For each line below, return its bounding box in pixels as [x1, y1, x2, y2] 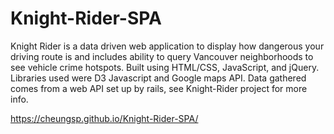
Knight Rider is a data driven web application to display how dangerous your [10, 40, 325, 52]
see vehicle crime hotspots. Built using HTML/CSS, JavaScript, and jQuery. [10, 61, 320, 73]
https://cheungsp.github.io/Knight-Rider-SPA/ [10, 112, 199, 124]
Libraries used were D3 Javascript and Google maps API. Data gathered [10, 72, 307, 84]
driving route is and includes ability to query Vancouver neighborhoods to [10, 50, 314, 62]
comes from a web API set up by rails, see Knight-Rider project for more [10, 82, 308, 94]
